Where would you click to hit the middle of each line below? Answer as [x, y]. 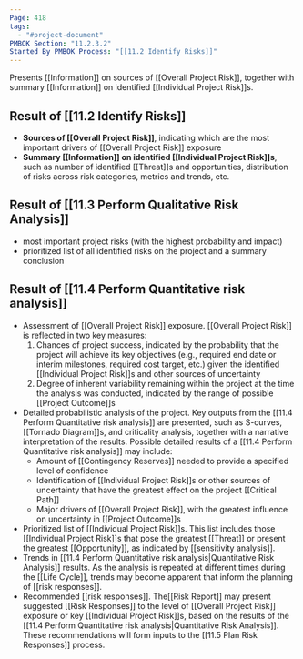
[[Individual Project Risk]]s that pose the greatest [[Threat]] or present [154, 538]
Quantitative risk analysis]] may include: [97, 451]
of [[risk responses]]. [62, 586]
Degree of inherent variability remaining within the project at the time [165, 383]
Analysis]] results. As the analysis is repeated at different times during [154, 567]
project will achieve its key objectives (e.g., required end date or [156, 354]
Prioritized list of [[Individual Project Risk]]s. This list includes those [149, 528]
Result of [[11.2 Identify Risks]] [98, 116]
